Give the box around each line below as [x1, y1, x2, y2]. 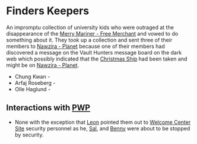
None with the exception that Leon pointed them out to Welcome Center [14, 119, 191, 126]
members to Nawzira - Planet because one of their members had [6, 43, 165, 50]
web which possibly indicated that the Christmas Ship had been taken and [6, 55, 188, 62]
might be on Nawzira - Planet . [6, 61, 80, 69]
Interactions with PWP [6, 103, 91, 113]
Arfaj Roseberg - [14, 79, 56, 87]
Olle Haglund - [14, 85, 51, 92]
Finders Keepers [6, 4, 90, 18]
